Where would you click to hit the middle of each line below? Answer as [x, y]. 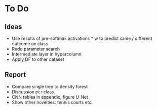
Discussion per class [33, 92]
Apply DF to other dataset [38, 59]
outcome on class [30, 44]
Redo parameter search [36, 49]
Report [15, 75]
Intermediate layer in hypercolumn [47, 54]
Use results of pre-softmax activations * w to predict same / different [82, 38]
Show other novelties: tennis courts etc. [52, 102]
